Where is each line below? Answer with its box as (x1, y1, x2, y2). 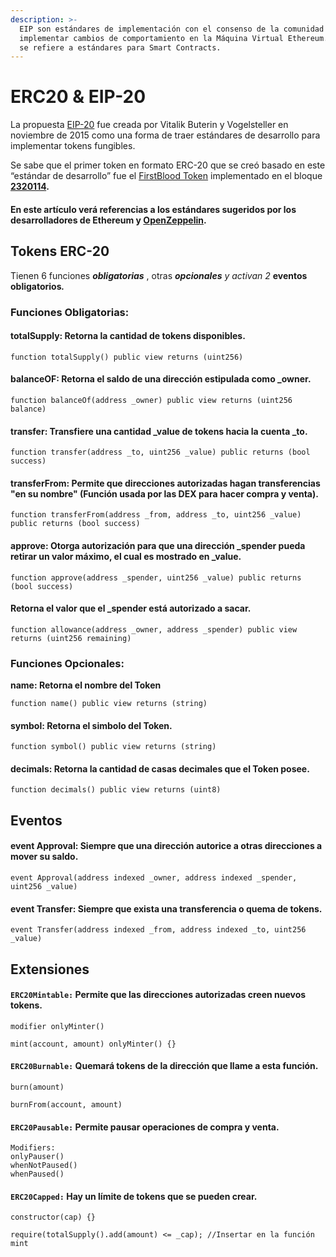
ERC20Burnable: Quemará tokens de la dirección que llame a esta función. (10, 1060, 319, 1072)
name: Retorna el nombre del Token (10, 679, 162, 691)
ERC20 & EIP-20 (10, 86, 147, 108)
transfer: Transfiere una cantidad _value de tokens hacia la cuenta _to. (10, 425, 308, 437)
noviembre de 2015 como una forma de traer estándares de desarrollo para (10, 129, 321, 141)
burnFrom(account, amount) (10, 1100, 123, 1110)
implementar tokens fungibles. (10, 140, 136, 152)
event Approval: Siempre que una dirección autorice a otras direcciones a (10, 840, 323, 852)
